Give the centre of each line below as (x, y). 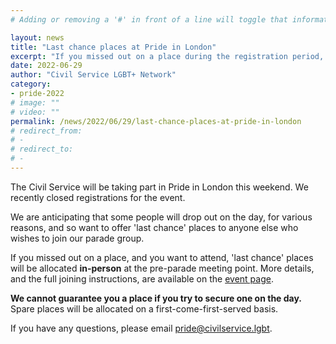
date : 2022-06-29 (46, 66)
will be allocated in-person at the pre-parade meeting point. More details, (162, 268)
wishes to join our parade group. (77, 238)
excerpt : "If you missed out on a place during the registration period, (167, 56)
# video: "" (35, 112)
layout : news (37, 37)
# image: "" (35, 102)
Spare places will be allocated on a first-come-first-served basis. (144, 308)
